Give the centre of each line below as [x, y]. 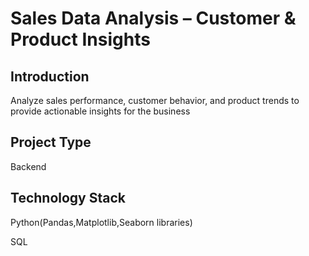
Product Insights [80, 39]
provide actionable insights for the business [100, 111]
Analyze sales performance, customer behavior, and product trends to [155, 100]
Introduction [50, 76]
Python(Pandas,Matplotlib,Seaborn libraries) [101, 222]
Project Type [51, 142]
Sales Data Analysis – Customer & [153, 18]
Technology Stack [68, 198]
